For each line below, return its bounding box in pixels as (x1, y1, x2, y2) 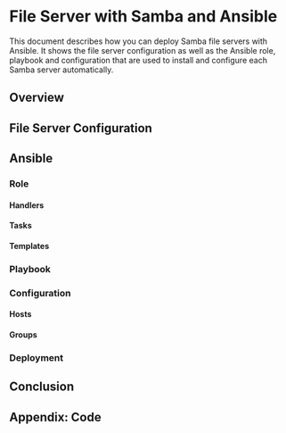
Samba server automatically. (9, 64, 114, 75)
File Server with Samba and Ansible (9, 6, 278, 27)
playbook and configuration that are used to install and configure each (9, 54, 267, 65)
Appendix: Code (9, 409, 102, 425)
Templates (9, 240, 50, 251)
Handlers (9, 199, 45, 211)
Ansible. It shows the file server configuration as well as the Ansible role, (9, 45, 276, 55)
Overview (9, 90, 65, 105)
